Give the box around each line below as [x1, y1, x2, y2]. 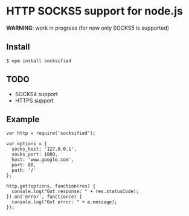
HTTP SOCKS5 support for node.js [6, 4, 183, 18]
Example [6, 114, 40, 125]
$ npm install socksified [6, 57, 71, 64]
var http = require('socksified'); [6, 130, 96, 137]
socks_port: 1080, [11, 151, 59, 158]
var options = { [6, 141, 47, 147]
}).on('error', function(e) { [6, 194, 83, 200]
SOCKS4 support [14, 90, 59, 97]
